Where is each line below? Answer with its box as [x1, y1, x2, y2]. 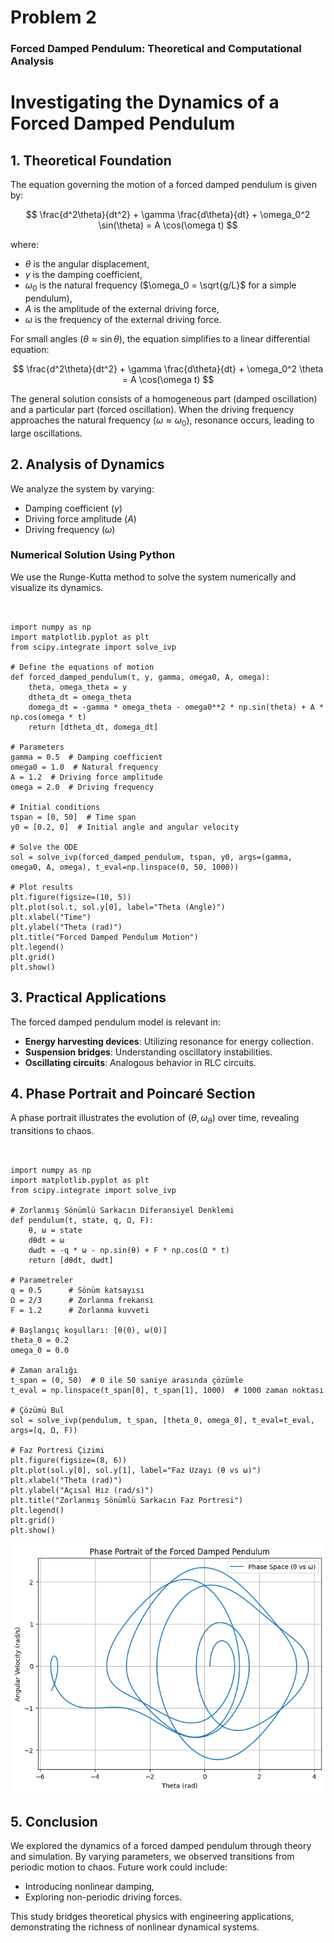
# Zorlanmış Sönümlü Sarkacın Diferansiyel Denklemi [10, 1206, 235, 1216]
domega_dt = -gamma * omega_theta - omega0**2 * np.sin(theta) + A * [28, 702, 325, 712]
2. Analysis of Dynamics [10, 456, 165, 473]
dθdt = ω [28, 1236, 65, 1246]
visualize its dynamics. [10, 581, 104, 593]
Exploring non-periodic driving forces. [24, 1891, 183, 1903]
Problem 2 [10, 6, 97, 29]
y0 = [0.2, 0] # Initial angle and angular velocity [10, 822, 240, 832]
